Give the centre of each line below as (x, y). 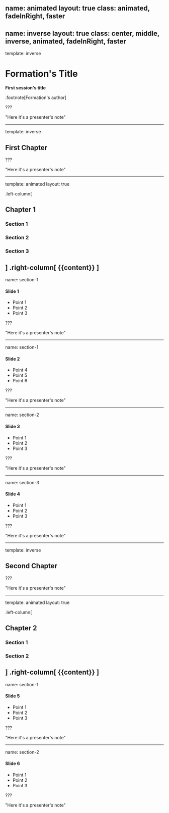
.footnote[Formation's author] (36, 97)
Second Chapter (31, 566)
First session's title (26, 88)
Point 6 (20, 381)
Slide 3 (13, 426)
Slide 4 (13, 494)
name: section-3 (22, 482)
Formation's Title (41, 74)
